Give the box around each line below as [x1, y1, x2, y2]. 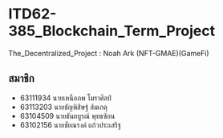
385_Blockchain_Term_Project [8, 22, 215, 40]
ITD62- [8, 5, 57, 23]
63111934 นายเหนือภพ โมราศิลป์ [19, 93, 112, 103]
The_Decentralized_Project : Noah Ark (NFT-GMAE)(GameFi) [8, 48, 210, 58]
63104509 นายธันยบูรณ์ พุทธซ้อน [19, 111, 116, 120]
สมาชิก [8, 71, 34, 85]
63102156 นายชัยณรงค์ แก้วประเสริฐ [19, 120, 122, 129]
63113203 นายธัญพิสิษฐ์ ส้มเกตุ [19, 102, 108, 112]
